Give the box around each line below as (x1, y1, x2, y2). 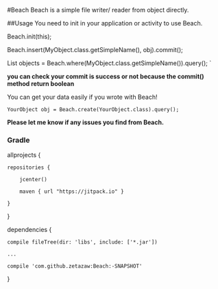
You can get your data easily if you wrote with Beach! (7, 93, 158, 101)
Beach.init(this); (7, 32, 52, 41)
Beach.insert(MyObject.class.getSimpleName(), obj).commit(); (7, 46, 184, 54)
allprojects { (7, 151, 41, 159)
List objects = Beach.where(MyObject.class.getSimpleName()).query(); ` (7, 59, 212, 67)
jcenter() (19, 176, 48, 183)
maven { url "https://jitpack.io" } (19, 188, 125, 195)
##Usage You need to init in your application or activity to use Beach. (7, 19, 203, 27)
